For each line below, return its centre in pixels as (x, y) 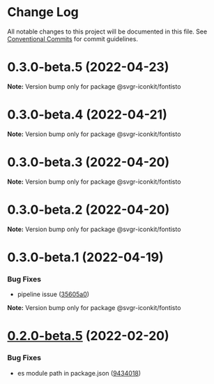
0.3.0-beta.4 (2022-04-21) (87, 115)
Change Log (43, 12)
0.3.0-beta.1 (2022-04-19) (85, 257)
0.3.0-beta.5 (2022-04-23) (88, 67)
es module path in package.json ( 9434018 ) (79, 373)
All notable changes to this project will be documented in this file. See (107, 31)
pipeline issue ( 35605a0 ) (53, 295)
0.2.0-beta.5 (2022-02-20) (88, 336)
